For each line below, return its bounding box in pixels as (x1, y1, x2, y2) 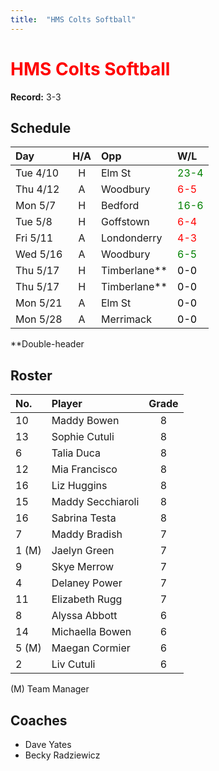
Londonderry (100, 231, 163, 245)
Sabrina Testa (51, 511, 117, 525)
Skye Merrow (51, 560, 115, 574)
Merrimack (100, 312, 153, 326)
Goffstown (100, 215, 150, 229)
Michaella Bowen (51, 625, 132, 639)
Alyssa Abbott (51, 609, 118, 623)
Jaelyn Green (51, 544, 115, 558)
